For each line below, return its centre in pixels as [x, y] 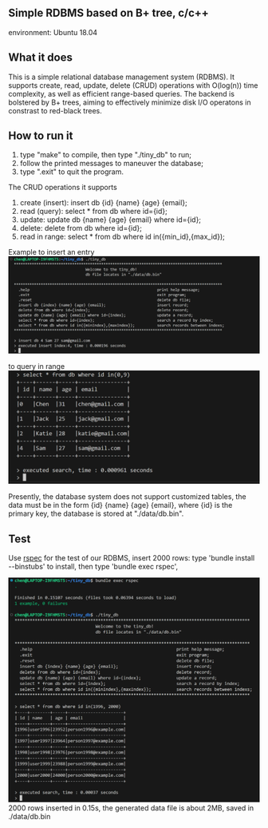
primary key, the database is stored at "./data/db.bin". [96, 513]
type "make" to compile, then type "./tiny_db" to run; [106, 155]
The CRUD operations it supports [63, 188]
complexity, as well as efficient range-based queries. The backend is [122, 93]
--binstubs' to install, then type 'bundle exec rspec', [93, 567]
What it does [41, 58]
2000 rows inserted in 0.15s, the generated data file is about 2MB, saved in [131, 808]
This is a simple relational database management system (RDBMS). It [122, 77]
